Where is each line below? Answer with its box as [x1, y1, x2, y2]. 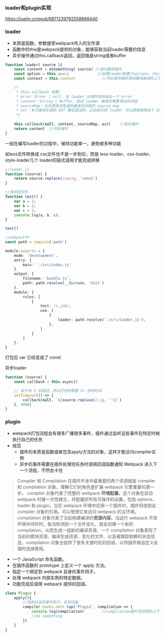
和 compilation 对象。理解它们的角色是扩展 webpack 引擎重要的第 [17, 484, 151, 490]
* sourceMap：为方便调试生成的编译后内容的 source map [16, 103, 119, 108]
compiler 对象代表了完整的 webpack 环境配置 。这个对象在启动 [27, 490, 153, 496]
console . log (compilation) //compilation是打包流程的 [31, 609, 153, 614]
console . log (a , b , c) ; [14, 212, 60, 218]
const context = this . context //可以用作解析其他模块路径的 [14, 76, 154, 81]
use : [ [40, 308, 54, 313]
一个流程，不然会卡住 [19, 467, 63, 473]
